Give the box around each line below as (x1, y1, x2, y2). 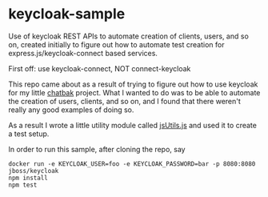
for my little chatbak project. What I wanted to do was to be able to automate (8, 87, 261, 97)
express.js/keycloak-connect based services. (8, 48, 158, 58)
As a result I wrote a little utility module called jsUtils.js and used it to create (8, 120, 258, 130)
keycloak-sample (8, 5, 126, 23)
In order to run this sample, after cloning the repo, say (8, 144, 186, 154)
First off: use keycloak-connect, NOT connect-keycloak (8, 63, 191, 73)
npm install (8, 174, 48, 182)
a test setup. (8, 129, 50, 139)
